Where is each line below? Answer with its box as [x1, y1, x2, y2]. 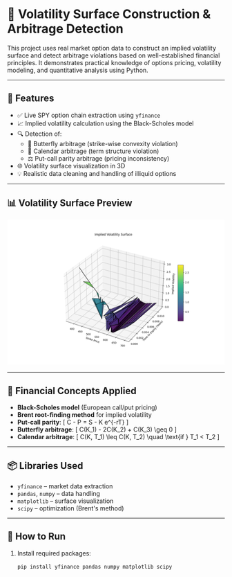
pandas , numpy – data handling [17, 489, 100, 497]
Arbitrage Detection [7, 21, 124, 37]
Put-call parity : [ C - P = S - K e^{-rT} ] [17, 418, 129, 427]
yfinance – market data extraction [17, 481, 113, 490]
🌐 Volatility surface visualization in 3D [17, 161, 126, 170]
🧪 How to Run [7, 531, 66, 542]
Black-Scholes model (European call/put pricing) [17, 403, 157, 411]
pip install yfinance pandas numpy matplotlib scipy [17, 563, 173, 570]
